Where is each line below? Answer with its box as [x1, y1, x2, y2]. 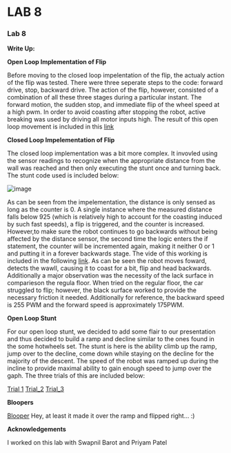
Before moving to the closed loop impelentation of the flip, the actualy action [7, 71, 225, 79]
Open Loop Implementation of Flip [7, 58, 107, 66]
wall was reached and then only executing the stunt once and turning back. [7, 164, 221, 173]
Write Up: [7, 44, 35, 52]
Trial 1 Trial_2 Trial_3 [7, 385, 64, 394]
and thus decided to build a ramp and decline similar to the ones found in [7, 335, 215, 343]
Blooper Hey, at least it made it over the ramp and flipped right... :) [7, 412, 195, 420]
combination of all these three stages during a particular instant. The [7, 93, 202, 102]
